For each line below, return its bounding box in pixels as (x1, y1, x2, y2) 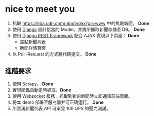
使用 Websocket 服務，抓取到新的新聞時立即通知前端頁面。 (12, 93, 133, 99)
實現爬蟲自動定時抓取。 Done (12, 87, 72, 93)
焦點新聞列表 (19, 38, 46, 45)
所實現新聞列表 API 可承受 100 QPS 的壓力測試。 (12, 105, 111, 111)
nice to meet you (5, 3, 75, 15)
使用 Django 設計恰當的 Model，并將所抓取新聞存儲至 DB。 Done (12, 26, 145, 32)
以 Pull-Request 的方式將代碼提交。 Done (12, 51, 97, 57)
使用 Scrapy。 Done (12, 81, 53, 87)
